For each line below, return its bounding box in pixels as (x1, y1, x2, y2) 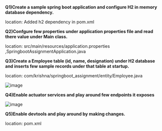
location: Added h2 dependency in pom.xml (5, 19, 95, 25)
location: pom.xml (5, 121, 42, 126)
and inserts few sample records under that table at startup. (5, 64, 130, 69)
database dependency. (5, 9, 54, 15)
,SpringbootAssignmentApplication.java (5, 49, 86, 54)
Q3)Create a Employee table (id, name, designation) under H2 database (5, 58, 155, 64)
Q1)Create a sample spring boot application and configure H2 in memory (5, 4, 158, 10)
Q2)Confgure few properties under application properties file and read (5, 29, 154, 34)
